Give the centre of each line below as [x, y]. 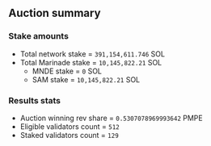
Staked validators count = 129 [69, 135]
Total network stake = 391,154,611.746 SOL [93, 54]
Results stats [34, 100]
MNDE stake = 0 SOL [67, 71]
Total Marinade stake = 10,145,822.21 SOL [91, 62]
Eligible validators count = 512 [70, 126]
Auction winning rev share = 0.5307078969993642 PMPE [112, 118]
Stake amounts [38, 36]
